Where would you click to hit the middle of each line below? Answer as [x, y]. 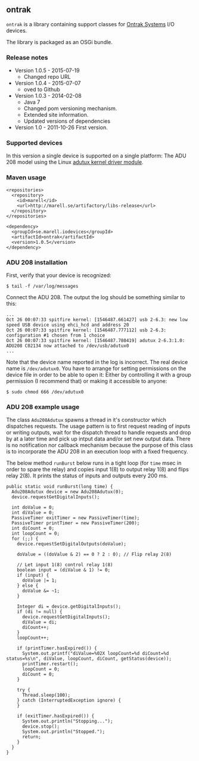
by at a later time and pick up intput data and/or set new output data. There [98, 439]
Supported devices [34, 143]
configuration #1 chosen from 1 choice [56, 336]
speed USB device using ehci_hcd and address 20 [68, 325]
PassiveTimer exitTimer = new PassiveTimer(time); [76, 518]
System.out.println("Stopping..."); [67, 721]
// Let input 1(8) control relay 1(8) [65, 565]
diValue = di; [40, 622]
